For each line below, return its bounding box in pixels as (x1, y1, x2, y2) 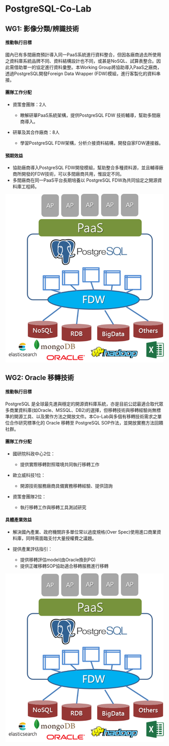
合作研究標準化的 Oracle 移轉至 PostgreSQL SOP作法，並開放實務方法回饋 (9, 419, 163, 425)
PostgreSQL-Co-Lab (5, 3, 92, 15)
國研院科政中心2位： (12, 450, 55, 457)
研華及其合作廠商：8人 (12, 129, 60, 135)
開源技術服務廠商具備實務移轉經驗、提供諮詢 (20, 483, 113, 489)
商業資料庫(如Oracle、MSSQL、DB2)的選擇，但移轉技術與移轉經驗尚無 (9, 407, 157, 413)
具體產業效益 (5, 517, 32, 523)
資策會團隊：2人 (12, 101, 47, 108)
